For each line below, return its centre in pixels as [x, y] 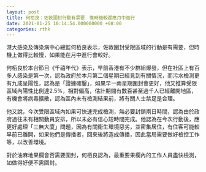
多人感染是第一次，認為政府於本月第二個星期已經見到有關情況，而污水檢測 [100, 76]
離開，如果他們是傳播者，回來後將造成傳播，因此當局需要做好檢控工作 [111, 135]
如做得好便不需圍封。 [33, 163]
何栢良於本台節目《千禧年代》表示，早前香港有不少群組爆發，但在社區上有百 [103, 68]
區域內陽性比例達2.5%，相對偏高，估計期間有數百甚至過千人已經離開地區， [102, 91]
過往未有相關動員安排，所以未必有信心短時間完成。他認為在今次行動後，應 [105, 119]
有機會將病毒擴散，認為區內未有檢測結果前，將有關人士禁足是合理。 [92, 99]
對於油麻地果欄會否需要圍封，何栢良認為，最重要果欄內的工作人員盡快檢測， [103, 155]
